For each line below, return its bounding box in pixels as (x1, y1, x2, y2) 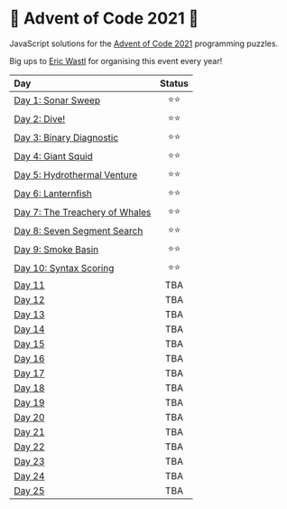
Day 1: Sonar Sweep (14, 94, 101, 107)
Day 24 (14, 469, 45, 482)
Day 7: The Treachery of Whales (14, 206, 152, 219)
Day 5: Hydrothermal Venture (14, 169, 138, 182)
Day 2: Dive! (14, 113, 66, 126)
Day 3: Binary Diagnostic (14, 131, 119, 144)
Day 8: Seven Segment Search (14, 225, 143, 238)
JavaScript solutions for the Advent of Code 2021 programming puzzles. (9, 38, 278, 49)
